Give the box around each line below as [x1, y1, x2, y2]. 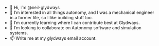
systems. [9, 30, 28, 35]
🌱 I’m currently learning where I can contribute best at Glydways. [9, 20, 140, 25]
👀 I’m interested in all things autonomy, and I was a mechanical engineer [9, 10, 155, 15]
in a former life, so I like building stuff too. [9, 15, 93, 20]
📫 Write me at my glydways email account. [9, 35, 97, 41]
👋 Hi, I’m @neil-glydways [9, 5, 60, 10]
